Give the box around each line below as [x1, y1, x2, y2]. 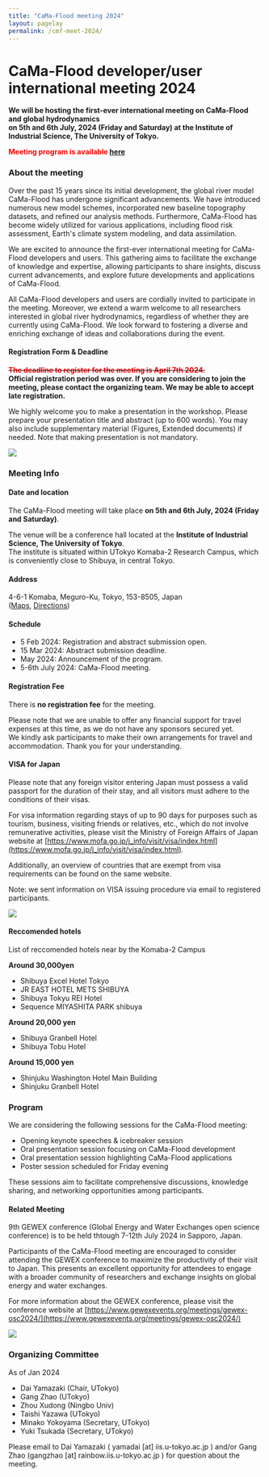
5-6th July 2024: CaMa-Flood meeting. [19, 663, 151, 673]
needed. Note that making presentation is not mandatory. [8, 432, 199, 441]
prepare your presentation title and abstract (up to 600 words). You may [8, 415, 248, 424]
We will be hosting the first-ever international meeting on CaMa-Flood [8, 106, 249, 116]
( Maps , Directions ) [8, 601, 70, 610]
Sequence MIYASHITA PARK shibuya [19, 1002, 143, 1011]
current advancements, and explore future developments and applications [8, 270, 255, 280]
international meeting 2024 [8, 78, 196, 97]
